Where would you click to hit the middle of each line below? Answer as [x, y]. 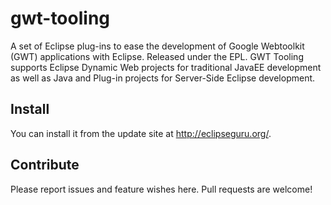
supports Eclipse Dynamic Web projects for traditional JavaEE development [166, 67]
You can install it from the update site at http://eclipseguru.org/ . [141, 133]
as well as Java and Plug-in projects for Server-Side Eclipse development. [163, 78]
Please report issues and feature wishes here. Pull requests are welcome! [161, 189]
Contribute [45, 165]
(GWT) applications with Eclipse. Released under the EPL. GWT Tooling [157, 56]
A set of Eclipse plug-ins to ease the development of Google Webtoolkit [157, 46]
